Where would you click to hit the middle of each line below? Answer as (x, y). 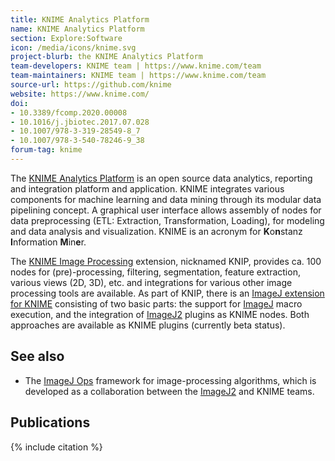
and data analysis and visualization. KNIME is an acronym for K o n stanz (156, 231)
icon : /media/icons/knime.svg (73, 47)
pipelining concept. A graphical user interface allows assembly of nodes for (166, 210)
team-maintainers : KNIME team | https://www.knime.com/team (138, 76)
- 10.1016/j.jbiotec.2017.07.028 (80, 122)
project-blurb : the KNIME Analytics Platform (106, 57)
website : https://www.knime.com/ (80, 94)
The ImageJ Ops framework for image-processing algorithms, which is (170, 380)
